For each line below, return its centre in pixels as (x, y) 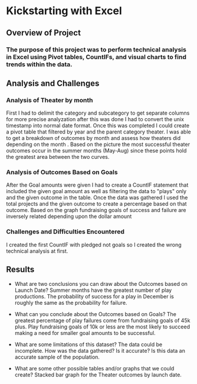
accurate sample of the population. (57, 357)
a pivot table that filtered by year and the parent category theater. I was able (98, 132)
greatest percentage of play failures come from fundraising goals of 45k (102, 320)
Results (20, 270)
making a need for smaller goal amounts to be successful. (85, 333)
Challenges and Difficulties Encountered (65, 232)
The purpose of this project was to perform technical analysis (96, 50)
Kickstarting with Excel (64, 11)
